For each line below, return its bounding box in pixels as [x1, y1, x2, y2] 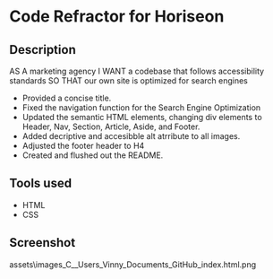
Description [9, 42, 76, 57]
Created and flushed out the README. [21, 150, 164, 161]
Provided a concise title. [21, 92, 112, 103]
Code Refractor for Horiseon [9, 6, 225, 27]
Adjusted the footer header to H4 [21, 141, 145, 151]
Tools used [9, 176, 73, 191]
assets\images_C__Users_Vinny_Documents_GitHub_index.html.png [9, 258, 257, 270]
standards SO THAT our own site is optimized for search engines [9, 75, 248, 86]
